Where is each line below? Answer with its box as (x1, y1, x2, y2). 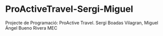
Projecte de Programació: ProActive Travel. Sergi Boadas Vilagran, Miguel (5, 20, 158, 26)
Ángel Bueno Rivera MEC (5, 25, 58, 31)
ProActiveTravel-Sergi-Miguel (5, 3, 134, 15)
